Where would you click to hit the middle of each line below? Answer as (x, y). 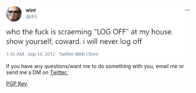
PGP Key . (17, 84)
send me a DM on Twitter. (37, 73)
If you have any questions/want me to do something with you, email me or (95, 66)
